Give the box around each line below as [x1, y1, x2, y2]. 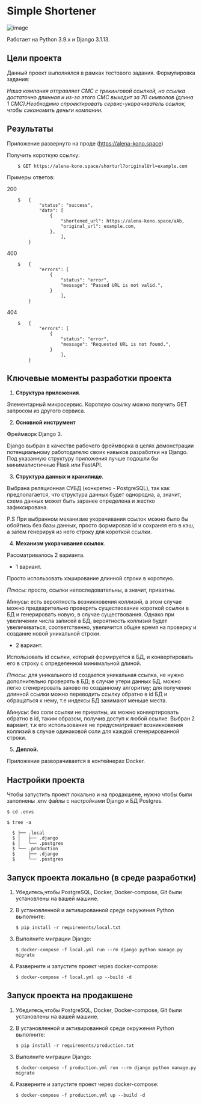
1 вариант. [15, 563, 41, 571]
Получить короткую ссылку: [7, 152, 80, 159]
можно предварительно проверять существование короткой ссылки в [7, 604, 189, 612]
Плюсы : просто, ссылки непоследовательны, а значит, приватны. [7, 586, 176, 593]
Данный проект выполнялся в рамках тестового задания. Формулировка [7, 69, 195, 76]
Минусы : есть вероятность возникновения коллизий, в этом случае [7, 598, 182, 606]
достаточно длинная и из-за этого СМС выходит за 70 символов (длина [7, 93, 194, 100]
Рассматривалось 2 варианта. [7, 551, 85, 559]
